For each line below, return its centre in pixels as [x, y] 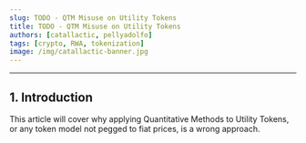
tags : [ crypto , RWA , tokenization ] [77, 43]
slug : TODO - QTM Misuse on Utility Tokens [93, 18]
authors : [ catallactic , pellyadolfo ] [81, 35]
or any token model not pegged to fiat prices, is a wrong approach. [135, 128]
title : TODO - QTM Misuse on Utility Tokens [95, 26]
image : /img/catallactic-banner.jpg [79, 52]
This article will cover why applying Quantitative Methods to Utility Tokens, [149, 118]
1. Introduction [51, 97]
